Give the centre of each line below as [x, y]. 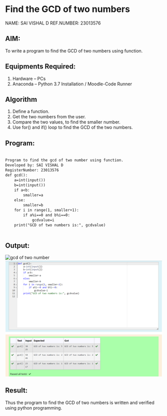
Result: [16, 391]
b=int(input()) [30, 185]
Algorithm [21, 99]
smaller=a [33, 195]
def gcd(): [16, 175]
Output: [17, 245]
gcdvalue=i [43, 220]
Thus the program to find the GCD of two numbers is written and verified [80, 403]
